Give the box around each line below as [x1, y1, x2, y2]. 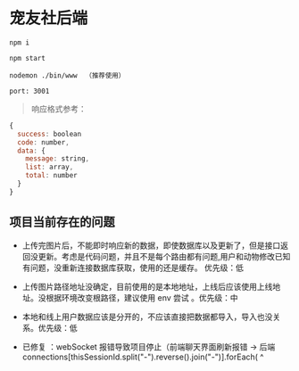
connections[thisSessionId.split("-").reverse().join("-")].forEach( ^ [21, 351, 264, 362]
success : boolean [17, 129, 82, 138]
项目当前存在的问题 [9, 215, 115, 230]
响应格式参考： [30, 103, 87, 114]
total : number [25, 171, 78, 180]
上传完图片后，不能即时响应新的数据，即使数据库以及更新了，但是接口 [21, 240, 281, 251]
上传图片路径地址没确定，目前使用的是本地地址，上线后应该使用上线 [21, 281, 273, 292]
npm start [9, 54, 46, 62]
